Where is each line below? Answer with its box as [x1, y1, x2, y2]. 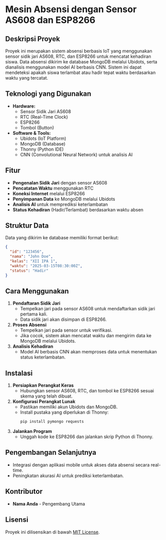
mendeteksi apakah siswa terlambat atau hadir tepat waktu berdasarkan [5, 69, 156, 76]
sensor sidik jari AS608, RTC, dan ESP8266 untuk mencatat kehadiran [5, 53, 151, 59]
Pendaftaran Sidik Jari [12, 300, 61, 306]
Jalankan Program [12, 428, 52, 435]
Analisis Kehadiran [12, 343, 54, 349]
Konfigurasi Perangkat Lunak [12, 399, 76, 405]
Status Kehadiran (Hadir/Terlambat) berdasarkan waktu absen [12, 206, 144, 212]
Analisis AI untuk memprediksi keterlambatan [12, 201, 108, 207]
